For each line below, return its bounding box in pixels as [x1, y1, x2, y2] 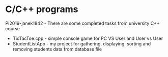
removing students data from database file [12, 46, 102, 52]
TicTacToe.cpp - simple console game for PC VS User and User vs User [12, 35, 163, 41]
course [5, 25, 20, 31]
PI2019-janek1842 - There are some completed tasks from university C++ [5, 20, 160, 26]
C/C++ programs [5, 4, 78, 15]
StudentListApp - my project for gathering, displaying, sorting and [12, 40, 151, 46]
